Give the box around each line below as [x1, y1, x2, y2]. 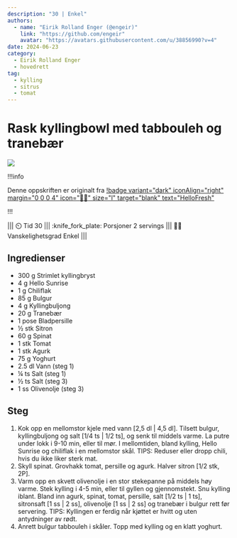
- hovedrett [13, 63, 50, 70]
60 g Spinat [17, 331, 52, 340]
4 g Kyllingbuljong [17, 301, 71, 310]
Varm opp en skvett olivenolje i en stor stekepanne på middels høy [17, 477, 212, 485]
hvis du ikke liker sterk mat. [17, 454, 98, 463]
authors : [7, 17, 33, 24]
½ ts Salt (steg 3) [17, 377, 68, 385]
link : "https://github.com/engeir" [20, 30, 126, 38]
